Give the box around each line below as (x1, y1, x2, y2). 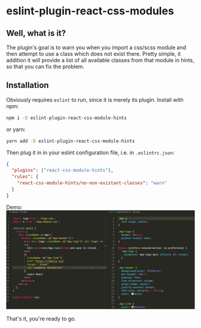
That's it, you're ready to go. (6, 315, 77, 322)
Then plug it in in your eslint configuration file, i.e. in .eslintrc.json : (6, 148, 175, 156)
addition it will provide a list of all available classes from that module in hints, (6, 57, 194, 63)
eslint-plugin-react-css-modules (6, 4, 175, 18)
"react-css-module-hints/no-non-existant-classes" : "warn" (17, 180, 167, 186)
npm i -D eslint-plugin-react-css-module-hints (6, 115, 127, 121)
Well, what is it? (6, 28, 66, 38)
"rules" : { (11, 174, 39, 180)
